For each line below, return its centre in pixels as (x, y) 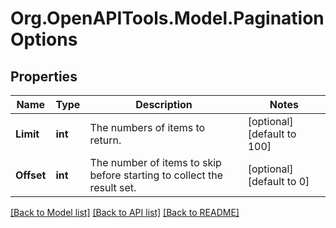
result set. (113, 187)
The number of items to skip (155, 162)
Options (44, 39)
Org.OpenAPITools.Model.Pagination (167, 18)
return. (105, 140)
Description (164, 104)
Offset (31, 175)
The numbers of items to (147, 127)
